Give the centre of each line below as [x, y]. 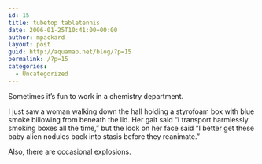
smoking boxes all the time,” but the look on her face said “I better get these [131, 128]
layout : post [30, 45]
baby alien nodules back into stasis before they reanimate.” [104, 136]
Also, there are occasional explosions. [70, 151]
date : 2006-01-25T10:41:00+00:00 [63, 30]
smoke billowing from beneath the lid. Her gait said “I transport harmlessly [129, 119]
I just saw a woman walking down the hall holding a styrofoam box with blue [131, 111]
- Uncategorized [42, 74]
